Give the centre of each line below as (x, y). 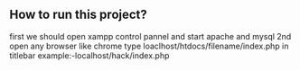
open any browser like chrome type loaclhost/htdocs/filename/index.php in (149, 46)
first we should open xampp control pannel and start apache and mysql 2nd (150, 36)
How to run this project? (78, 15)
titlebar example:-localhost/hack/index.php (89, 55)
